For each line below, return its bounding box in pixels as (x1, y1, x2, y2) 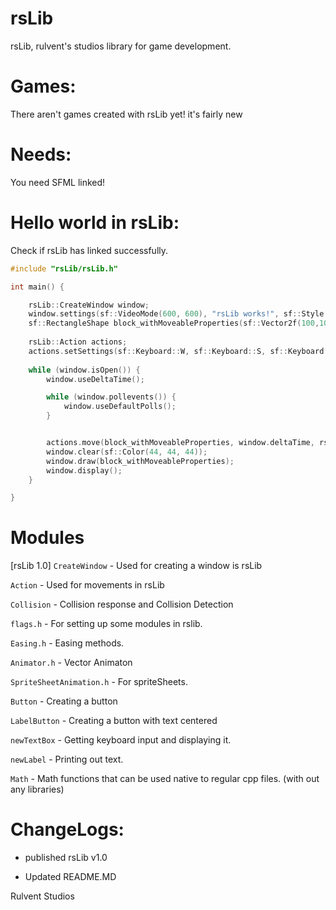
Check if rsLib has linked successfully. (10, 244, 169, 256)
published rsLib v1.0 (24, 852, 108, 864)
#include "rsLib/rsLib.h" (10, 263, 118, 274)
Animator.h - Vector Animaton (10, 657, 133, 669)
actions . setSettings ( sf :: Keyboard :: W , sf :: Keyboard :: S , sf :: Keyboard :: (28, 346, 333, 356)
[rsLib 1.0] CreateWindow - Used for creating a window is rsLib (10, 560, 263, 572)
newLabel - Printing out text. (10, 753, 124, 766)
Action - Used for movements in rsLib (10, 579, 165, 591)
